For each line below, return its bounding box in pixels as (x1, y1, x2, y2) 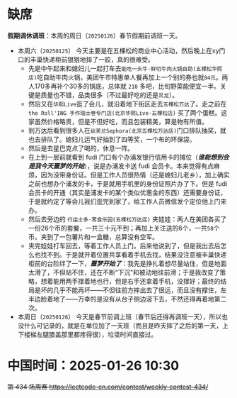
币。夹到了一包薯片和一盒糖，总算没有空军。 (28, 232, 159, 241)
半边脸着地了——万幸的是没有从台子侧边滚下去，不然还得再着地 (28, 294, 214, 303)
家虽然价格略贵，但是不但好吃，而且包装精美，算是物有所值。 (28, 117, 209, 126)
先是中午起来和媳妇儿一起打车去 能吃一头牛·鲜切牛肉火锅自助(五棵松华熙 (28, 64, 223, 72)
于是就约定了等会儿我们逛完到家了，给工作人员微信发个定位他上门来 (28, 197, 227, 206)
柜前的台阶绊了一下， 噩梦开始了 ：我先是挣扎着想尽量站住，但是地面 (28, 259, 227, 267)
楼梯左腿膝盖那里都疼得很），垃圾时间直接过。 (23, 330, 158, 338)
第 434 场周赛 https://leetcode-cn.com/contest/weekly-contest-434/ (7, 382, 209, 391)
